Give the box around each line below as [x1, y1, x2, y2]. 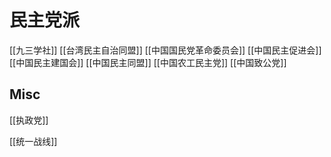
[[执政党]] [9, 114, 49, 126]
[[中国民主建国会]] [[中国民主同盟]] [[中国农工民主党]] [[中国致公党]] [9, 56, 287, 68]
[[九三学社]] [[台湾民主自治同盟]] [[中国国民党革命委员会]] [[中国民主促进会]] [9, 44, 322, 56]
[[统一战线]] [9, 135, 58, 147]
